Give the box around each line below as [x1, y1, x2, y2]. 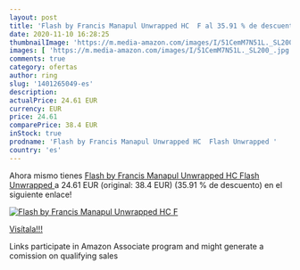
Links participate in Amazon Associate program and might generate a [9, 241, 264, 251]
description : [9, 87, 58, 96]
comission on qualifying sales [9, 250, 119, 261]
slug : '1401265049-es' [9, 79, 94, 88]
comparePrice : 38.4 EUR [9, 121, 98, 130]
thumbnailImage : [9, 37, 70, 47]
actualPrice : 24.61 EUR [9, 95, 98, 105]
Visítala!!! [9, 224, 43, 234]
